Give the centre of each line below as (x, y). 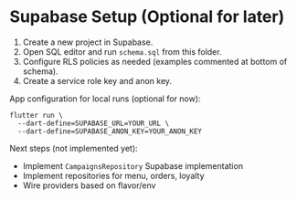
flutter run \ (37, 115)
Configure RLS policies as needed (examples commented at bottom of (155, 61)
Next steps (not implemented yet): (74, 148)
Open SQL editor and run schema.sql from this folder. (122, 51)
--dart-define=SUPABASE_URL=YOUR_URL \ (94, 123)
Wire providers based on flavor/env (89, 185)
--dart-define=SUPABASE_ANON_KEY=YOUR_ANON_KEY (110, 131)
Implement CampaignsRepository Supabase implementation (133, 165)
